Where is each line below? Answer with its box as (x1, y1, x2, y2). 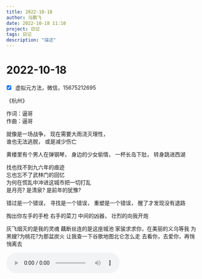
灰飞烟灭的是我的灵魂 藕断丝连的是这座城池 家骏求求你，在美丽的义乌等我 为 (6, 225, 197, 232)
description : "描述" (6, 37, 56, 43)
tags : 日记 (6, 32, 32, 38)
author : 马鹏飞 (6, 15, 42, 21)
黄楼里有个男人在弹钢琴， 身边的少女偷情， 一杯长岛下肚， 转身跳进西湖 (6, 151, 186, 158)
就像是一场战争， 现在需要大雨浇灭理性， (6, 130, 109, 137)
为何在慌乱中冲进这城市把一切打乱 (6, 179, 91, 186)
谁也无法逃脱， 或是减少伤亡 (6, 138, 77, 145)
